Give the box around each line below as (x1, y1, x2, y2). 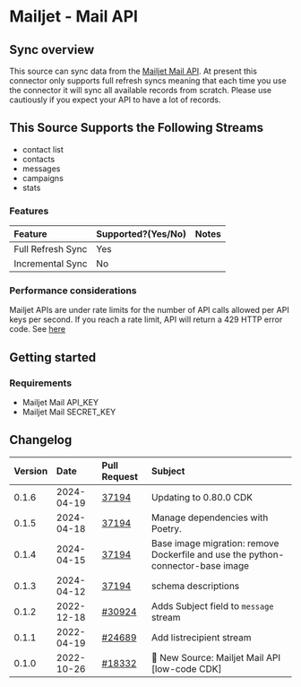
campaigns (21, 172, 64, 183)
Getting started (9, 350, 97, 365)
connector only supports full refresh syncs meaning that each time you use (9, 75, 287, 86)
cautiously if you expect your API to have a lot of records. (9, 94, 221, 105)
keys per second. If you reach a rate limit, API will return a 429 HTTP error (9, 314, 283, 325)
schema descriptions (150, 579, 240, 592)
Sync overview (9, 42, 95, 57)
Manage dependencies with (150, 511, 269, 524)
